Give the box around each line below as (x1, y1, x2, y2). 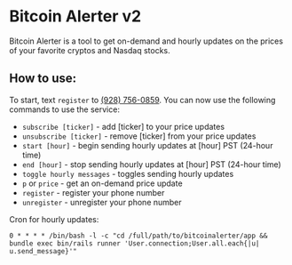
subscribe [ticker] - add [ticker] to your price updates (21, 121, 225, 132)
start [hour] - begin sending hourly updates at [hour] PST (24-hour (21, 140, 273, 150)
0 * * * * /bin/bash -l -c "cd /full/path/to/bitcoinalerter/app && (9, 231, 268, 240)
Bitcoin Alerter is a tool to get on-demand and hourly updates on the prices (9, 36, 284, 46)
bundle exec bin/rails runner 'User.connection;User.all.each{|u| (9, 238, 260, 248)
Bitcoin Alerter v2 (9, 6, 142, 27)
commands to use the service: (9, 104, 120, 115)
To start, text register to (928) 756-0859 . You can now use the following (9, 94, 276, 105)
